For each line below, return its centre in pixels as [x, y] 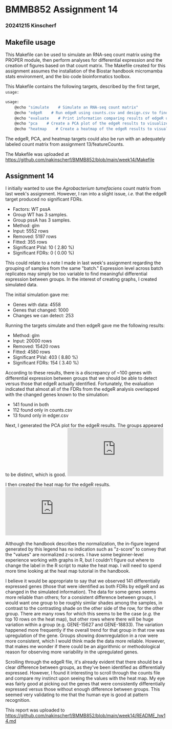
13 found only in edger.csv [40, 415]
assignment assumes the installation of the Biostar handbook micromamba [84, 71]
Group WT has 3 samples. [40, 214]
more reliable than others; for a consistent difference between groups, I [81, 597]
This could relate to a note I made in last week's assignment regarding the [83, 263]
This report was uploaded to [35, 710]
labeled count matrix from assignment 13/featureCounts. [65, 144]
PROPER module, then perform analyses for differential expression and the [84, 60]
